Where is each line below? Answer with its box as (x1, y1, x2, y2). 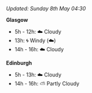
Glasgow (6, 16, 28, 23)
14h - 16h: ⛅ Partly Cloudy (14, 80, 80, 87)
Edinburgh (6, 59, 32, 67)
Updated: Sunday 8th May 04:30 (6, 5, 86, 12)
